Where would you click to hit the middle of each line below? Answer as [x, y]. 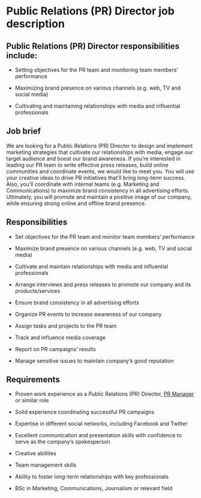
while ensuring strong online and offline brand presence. [76, 203]
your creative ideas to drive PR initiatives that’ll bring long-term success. [96, 177]
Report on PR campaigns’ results [55, 349]
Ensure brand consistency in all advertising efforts [77, 303]
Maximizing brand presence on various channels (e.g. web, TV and [98, 88]
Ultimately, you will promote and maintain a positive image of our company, [99, 197]
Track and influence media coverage [60, 337]
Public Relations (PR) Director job [91, 11]
